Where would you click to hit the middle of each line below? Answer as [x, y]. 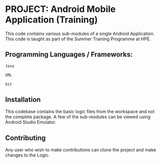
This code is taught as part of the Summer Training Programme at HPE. [78, 39]
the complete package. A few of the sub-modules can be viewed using [78, 117]
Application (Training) [52, 20]
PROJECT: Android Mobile [61, 9]
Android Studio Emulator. [31, 122]
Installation [23, 99]
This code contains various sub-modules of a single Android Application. [80, 33]
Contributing [25, 138]
